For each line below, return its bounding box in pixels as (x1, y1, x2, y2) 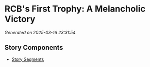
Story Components (4, 43, 64, 52)
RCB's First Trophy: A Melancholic (4, 3, 146, 14)
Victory (4, 13, 35, 25)
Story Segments (11, 56, 44, 62)
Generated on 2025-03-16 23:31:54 (4, 29, 76, 35)
